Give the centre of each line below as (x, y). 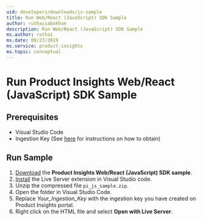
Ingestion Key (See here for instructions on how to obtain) (88, 139)
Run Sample (30, 158)
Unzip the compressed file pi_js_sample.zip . (72, 185)
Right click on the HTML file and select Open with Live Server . (94, 211)
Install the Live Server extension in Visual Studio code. (83, 179)
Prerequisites (32, 118)
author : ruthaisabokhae (37, 23)
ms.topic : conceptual (34, 52)
